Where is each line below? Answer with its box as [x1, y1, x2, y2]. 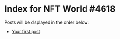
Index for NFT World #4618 [4, 3, 116, 14]
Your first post [11, 28, 40, 34]
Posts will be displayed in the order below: [4, 19, 89, 25]
